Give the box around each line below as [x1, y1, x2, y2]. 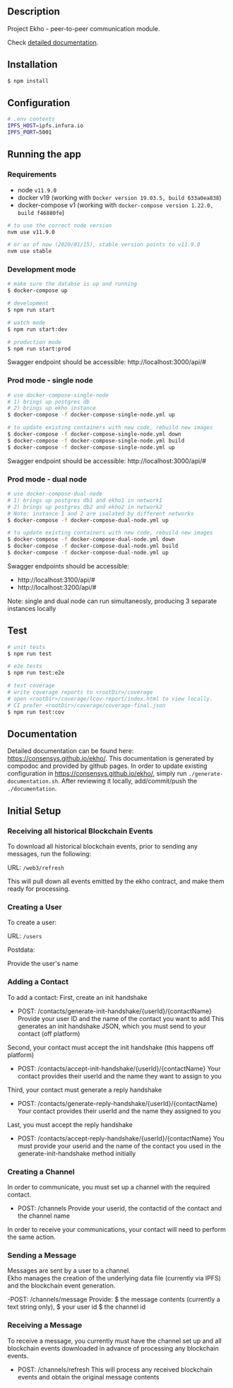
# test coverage [7, 682, 55, 689]
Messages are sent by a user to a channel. [7, 1266, 131, 1275]
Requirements [7, 170, 57, 180]
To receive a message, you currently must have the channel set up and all [7, 1336, 222, 1345]
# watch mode [7, 319, 46, 326]
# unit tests [7, 643, 46, 651]
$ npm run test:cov [7, 708, 65, 716]
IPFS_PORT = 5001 [7, 129, 52, 136]
